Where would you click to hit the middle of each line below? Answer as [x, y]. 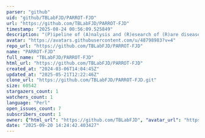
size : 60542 [21, 86]
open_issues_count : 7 [34, 108]
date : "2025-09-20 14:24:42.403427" [53, 126]
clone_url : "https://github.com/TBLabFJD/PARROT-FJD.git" [81, 80]
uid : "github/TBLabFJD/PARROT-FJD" [52, 18]
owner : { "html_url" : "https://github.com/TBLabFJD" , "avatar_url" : [94, 120]
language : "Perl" [28, 103]
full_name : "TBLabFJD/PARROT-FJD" [50, 57]
